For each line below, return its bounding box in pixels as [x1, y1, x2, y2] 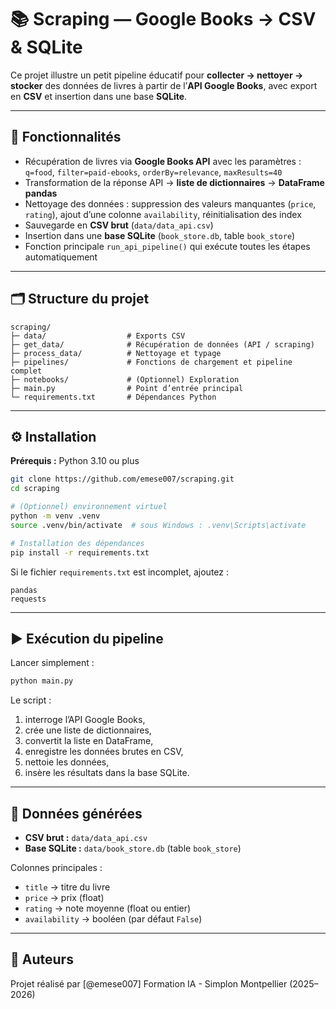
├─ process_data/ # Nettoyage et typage [10, 348, 222, 358]
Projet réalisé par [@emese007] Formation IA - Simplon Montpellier [10, 977, 288, 990]
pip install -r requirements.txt [10, 547, 150, 558]
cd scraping [10, 484, 60, 494]
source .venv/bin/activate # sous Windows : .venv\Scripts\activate [10, 520, 307, 530]
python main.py [10, 676, 74, 686]
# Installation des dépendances [10, 538, 145, 548]
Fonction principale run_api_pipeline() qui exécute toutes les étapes [24, 240, 311, 252]
